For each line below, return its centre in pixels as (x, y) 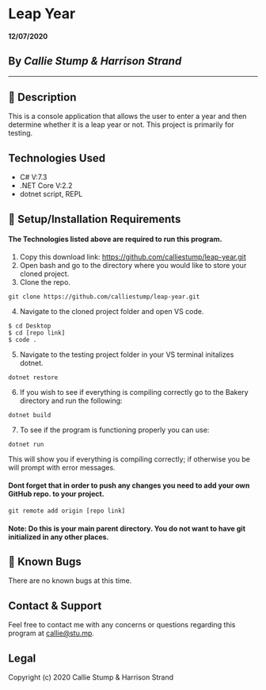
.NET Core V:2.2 (46, 186)
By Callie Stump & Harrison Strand (95, 61)
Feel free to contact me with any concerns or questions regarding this (122, 625)
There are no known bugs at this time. (70, 581)
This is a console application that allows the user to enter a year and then (127, 117)
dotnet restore (33, 378)
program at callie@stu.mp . (51, 633)
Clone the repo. (45, 282)
